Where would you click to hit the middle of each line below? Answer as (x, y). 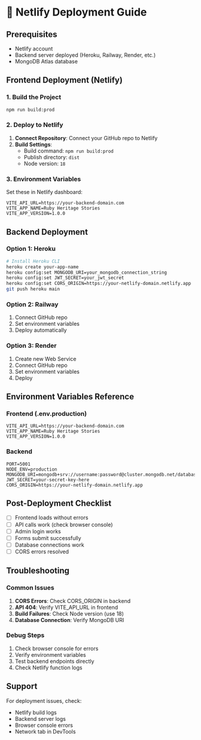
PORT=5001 (19, 464)
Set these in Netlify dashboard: (44, 192)
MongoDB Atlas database (46, 61)
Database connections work (50, 545)
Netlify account (34, 48)
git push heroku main (33, 289)
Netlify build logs (36, 712)
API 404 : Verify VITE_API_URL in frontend (66, 607)
